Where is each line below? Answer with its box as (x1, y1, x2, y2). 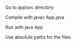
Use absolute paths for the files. (5, 34, 72, 40)
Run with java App (5, 24, 43, 30)
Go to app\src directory (5, 5, 54, 10)
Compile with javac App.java (5, 14, 65, 20)
